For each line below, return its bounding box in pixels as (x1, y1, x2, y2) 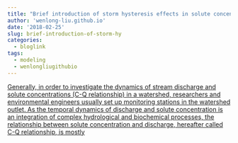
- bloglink (13, 43, 46, 50)
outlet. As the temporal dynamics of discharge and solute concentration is (7, 105, 223, 113)
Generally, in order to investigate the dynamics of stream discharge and (7, 82, 216, 91)
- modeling (13, 57, 46, 64)
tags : (7, 50, 23, 57)
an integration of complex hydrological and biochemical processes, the (7, 113, 215, 121)
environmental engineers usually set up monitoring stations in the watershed (7, 97, 231, 106)
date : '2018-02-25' (7, 23, 65, 30)
